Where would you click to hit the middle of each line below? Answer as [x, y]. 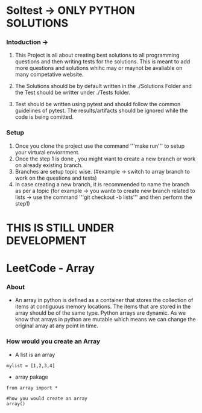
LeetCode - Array [51, 268]
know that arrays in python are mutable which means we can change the [105, 320]
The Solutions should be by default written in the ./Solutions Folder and [103, 86]
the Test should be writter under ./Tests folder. [73, 93]
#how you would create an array [47, 399]
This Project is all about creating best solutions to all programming [97, 55]
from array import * [32, 388]
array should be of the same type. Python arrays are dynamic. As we [100, 313]
